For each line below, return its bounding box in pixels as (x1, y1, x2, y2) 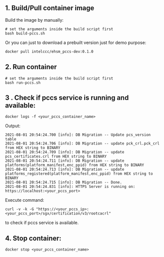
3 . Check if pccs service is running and (5, 93, 129, 102)
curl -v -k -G (5, 207, 34, 212)
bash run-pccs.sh (5, 80, 41, 85)
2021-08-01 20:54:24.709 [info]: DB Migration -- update (5, 150, 125, 155)
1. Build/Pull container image (5, 4, 95, 12)
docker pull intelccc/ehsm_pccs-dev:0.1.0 (5, 49, 94, 54)
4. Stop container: (5, 234, 62, 242)
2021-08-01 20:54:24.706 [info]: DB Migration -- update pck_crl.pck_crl (5, 141, 160, 146)
